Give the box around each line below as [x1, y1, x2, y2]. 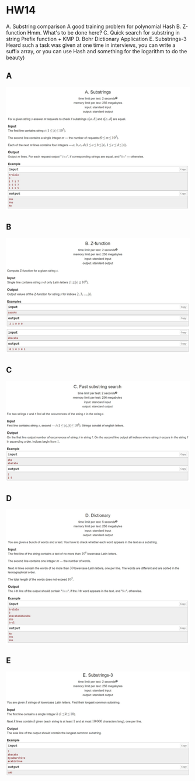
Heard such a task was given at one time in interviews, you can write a [6, 42, 176, 49]
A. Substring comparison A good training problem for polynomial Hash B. [6, 23, 182, 30]
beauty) [6, 54, 25, 61]
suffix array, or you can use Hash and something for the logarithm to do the [6, 47, 187, 54]
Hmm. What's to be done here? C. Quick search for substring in [27, 29, 180, 36]
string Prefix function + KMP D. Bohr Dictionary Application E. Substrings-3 [6, 35, 187, 42]
